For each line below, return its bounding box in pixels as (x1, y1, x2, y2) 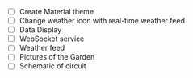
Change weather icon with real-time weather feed (19, 16, 185, 26)
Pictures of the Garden (19, 52, 95, 62)
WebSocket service (19, 34, 85, 43)
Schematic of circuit (19, 61, 86, 71)
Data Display (19, 25, 62, 35)
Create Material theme (19, 7, 94, 16)
